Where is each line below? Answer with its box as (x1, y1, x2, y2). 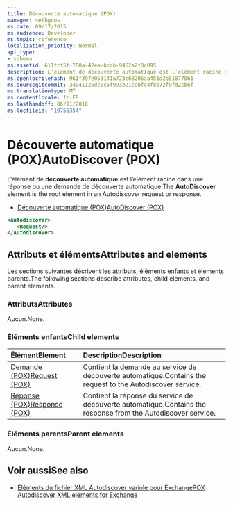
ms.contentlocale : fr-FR (7, 95, 79, 101)
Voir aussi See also (7, 465, 89, 477)
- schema (7, 56, 33, 63)
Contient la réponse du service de (83, 391, 193, 400)
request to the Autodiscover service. (83, 379, 202, 389)
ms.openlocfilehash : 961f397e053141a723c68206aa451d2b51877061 (7, 74, 194, 82)
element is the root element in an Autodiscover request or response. (7, 189, 202, 198)
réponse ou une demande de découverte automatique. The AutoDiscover (7, 182, 216, 190)
